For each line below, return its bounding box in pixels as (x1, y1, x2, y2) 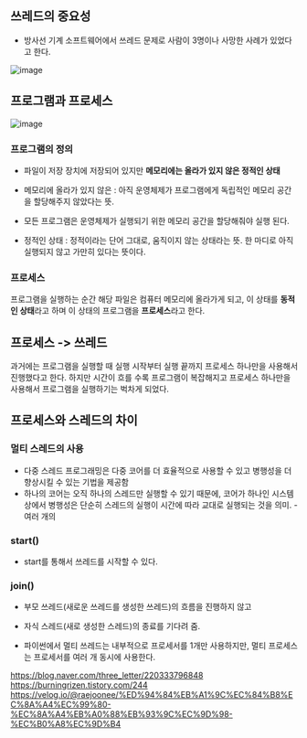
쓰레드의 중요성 (10, 8, 91, 25)
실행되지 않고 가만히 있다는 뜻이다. (23, 246, 146, 257)
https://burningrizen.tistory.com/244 (10, 679, 149, 690)
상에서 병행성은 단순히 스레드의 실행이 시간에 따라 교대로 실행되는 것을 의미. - (23, 499, 298, 510)
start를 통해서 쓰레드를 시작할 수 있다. (23, 556, 158, 567)
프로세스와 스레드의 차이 (10, 412, 138, 428)
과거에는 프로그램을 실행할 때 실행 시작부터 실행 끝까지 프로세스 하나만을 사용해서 (10, 360, 299, 372)
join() (10, 579, 35, 592)
